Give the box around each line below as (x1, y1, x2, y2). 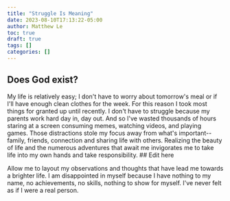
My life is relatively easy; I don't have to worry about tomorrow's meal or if (7, 92, 218, 100)
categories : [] (7, 49, 51, 56)
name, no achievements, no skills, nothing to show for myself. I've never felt (7, 178, 222, 187)
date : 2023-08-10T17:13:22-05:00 (7, 17, 103, 23)
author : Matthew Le (7, 23, 63, 30)
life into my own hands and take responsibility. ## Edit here (7, 151, 174, 159)
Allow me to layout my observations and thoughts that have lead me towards (7, 164, 224, 172)
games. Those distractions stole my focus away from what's (7, 129, 178, 137)
